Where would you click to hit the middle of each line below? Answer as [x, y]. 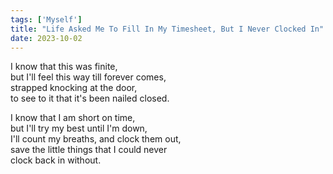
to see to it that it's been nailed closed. [90, 98]
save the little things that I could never [89, 150]
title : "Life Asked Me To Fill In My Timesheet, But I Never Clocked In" [167, 29]
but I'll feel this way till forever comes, [88, 77]
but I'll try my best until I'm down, [79, 128]
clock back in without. [56, 160]
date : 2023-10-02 [46, 38]
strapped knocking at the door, [74, 88]
